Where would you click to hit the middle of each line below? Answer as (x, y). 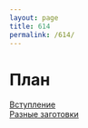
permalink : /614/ (42, 34)
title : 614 (30, 26)
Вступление (33, 104)
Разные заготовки (44, 114)
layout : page (34, 18)
